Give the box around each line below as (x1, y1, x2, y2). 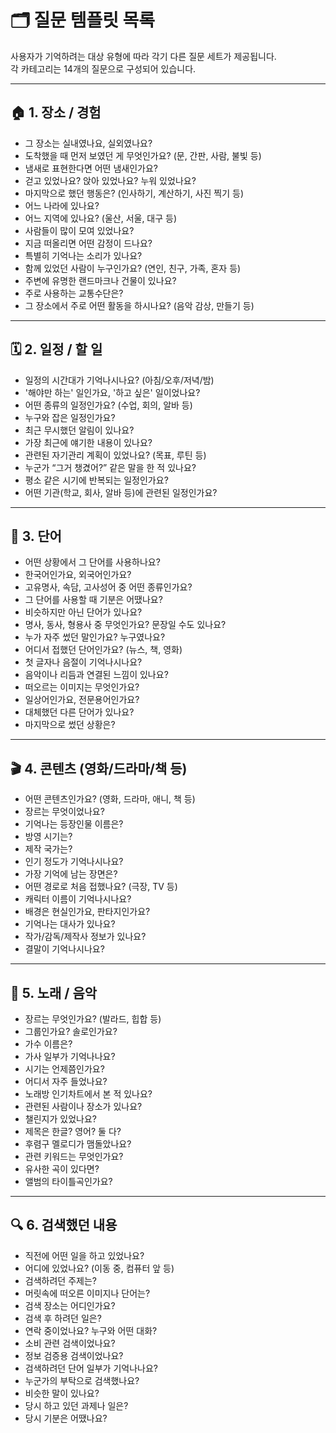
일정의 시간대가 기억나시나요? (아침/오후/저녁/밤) (24, 374, 215, 386)
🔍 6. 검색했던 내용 (10, 1217, 118, 1234)
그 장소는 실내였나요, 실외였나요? (24, 137, 153, 149)
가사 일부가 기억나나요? (24, 1051, 116, 1062)
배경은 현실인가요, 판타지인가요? (24, 906, 151, 918)
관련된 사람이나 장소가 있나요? (24, 1101, 143, 1112)
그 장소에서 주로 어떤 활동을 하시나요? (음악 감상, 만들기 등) (24, 299, 255, 311)
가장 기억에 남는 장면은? (24, 868, 118, 880)
